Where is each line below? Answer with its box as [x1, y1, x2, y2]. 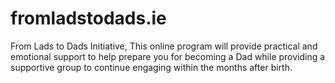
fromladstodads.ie [10, 7, 167, 30]
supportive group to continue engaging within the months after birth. [10, 61, 293, 73]
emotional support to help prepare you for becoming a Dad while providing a [10, 50, 326, 62]
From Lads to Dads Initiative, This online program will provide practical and [10, 40, 318, 52]
